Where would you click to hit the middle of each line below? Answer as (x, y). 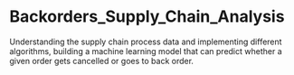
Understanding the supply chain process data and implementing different (146, 42)
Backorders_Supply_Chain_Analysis (147, 17)
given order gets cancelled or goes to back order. (102, 61)
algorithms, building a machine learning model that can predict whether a (146, 51)
